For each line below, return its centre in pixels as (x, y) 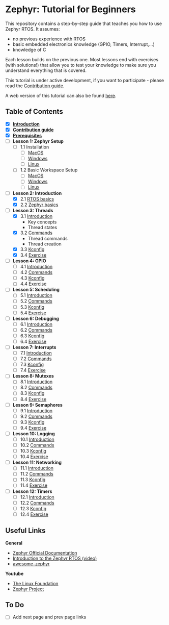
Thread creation (45, 244)
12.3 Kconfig (33, 508)
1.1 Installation (35, 147)
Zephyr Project (28, 589)
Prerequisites (27, 135)
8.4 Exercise (33, 399)
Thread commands (48, 238)
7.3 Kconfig (32, 365)
